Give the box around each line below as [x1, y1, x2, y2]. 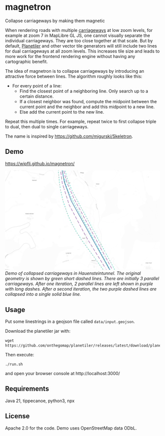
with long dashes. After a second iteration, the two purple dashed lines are [5, 286, 157, 292]
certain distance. [19, 93, 54, 99]
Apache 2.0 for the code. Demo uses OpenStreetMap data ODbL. [5, 425, 137, 431]
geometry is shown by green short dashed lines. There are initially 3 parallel [5, 276, 160, 282]
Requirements [5, 385, 49, 393]
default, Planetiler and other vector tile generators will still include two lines [5, 43, 157, 49]
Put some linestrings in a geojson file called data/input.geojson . [5, 319, 135, 324]
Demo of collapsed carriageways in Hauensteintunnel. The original [5, 270, 141, 276]
